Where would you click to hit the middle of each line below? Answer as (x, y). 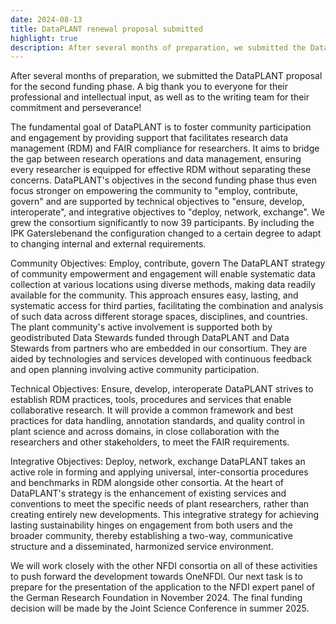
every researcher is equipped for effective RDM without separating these (161, 170)
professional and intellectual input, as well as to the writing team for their (160, 97)
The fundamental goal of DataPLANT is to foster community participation (161, 127)
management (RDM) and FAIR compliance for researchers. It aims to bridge (165, 148)
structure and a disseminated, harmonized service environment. (142, 547)
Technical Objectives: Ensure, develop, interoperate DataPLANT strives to (162, 389)
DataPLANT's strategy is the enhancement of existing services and (148, 493)
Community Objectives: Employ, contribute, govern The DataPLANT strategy (168, 263)
